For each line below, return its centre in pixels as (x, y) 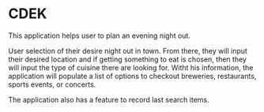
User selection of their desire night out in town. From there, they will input (128, 50)
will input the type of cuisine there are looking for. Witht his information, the (131, 67)
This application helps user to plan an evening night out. (100, 35)
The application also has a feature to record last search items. (109, 99)
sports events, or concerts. (52, 84)
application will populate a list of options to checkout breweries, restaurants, (132, 76)
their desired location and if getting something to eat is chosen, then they (128, 59)
